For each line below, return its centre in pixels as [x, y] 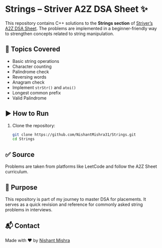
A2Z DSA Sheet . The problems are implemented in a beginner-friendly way [81, 28]
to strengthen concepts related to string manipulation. [60, 34]
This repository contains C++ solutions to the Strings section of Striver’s [79, 23]
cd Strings [23, 139]
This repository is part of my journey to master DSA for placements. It [76, 199]
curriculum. [17, 172]
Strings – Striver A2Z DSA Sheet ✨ [76, 9]
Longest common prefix [36, 93]
